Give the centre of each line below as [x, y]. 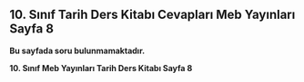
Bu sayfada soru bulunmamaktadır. [77, 50]
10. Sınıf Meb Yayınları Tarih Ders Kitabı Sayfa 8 [101, 68]
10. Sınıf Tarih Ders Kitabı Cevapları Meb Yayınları [152, 15]
